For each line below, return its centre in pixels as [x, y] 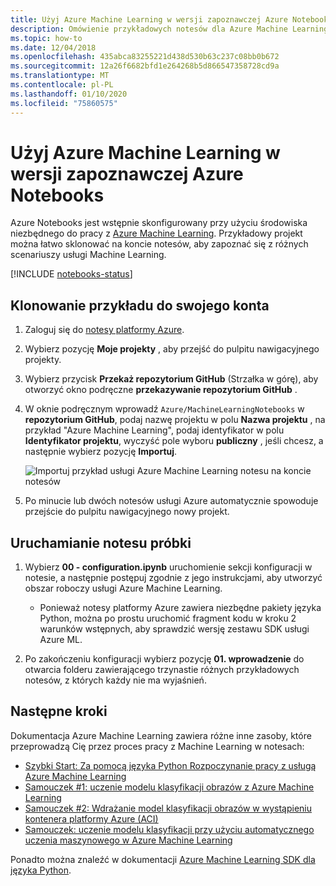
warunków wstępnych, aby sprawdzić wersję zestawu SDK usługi [174, 629]
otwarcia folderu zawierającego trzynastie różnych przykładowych [162, 670]
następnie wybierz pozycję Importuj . [101, 452]
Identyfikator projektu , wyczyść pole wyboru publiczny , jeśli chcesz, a [174, 441]
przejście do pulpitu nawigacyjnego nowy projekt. [127, 512]
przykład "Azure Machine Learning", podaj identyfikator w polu [154, 430]
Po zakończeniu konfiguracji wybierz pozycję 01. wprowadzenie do [164, 659]
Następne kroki [59, 711]
